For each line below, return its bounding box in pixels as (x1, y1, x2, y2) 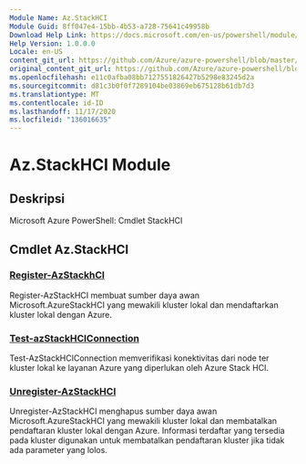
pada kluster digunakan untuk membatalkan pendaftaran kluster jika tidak (9, 435, 285, 446)
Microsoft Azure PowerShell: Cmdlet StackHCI (9, 216, 183, 227)
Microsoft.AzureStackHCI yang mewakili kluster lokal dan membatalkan (9, 416, 278, 427)
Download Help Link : (9, 30, 88, 39)
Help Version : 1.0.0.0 (9, 38, 96, 48)
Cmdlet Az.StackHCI (9, 241, 129, 257)
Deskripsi (9, 191, 66, 206)
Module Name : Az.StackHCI (9, 13, 107, 23)
